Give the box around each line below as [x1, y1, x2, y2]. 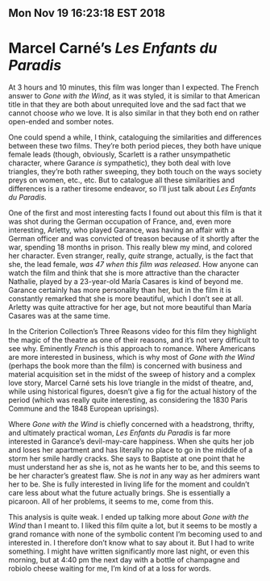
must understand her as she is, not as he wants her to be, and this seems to [8, 462, 260, 472]
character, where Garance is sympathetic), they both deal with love [8, 158, 231, 168]
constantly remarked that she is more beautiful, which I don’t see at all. [8, 294, 243, 303]
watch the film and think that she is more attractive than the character [8, 268, 240, 278]
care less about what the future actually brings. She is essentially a [8, 488, 231, 498]
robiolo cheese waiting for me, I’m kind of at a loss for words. [8, 564, 212, 574]
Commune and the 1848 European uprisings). [8, 403, 160, 414]
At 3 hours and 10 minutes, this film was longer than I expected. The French [8, 82, 260, 92]
